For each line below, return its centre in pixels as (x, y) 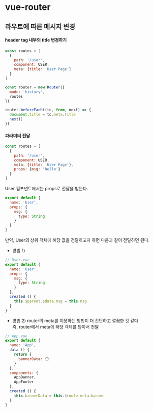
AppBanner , (25, 377)
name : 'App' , (23, 345)
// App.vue (16, 336)
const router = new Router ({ (35, 87)
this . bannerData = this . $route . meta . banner (59, 396)
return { (23, 355)
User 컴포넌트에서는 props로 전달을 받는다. (47, 189)
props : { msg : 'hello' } (37, 169)
